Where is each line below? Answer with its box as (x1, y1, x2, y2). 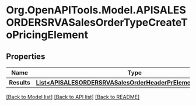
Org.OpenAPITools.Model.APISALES (6, 3, 187, 17)
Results (9, 79, 31, 86)
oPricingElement (6, 29, 89, 41)
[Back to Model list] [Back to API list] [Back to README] (6, 94, 140, 100)
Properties (6, 51, 45, 61)
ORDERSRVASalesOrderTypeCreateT (6, 16, 188, 29)
